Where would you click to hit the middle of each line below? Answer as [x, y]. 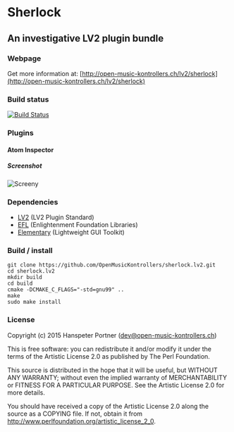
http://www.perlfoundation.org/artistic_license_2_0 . [82, 421]
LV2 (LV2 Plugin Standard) [56, 217]
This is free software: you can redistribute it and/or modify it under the [110, 349]
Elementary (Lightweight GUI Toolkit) [71, 232]
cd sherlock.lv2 [31, 271]
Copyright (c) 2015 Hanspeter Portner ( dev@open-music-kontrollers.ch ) [112, 335]
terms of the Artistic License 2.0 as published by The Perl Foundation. [109, 356]
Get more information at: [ [45, 73]
